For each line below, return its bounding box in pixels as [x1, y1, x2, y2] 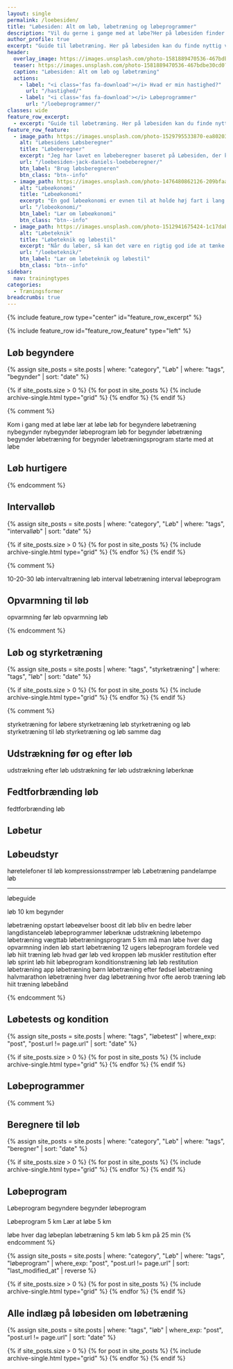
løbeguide [7, 894, 36, 902]
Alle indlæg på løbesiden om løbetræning [7, 1307, 189, 1319]
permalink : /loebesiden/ [7, 17, 79, 24]
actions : [13, 74, 39, 82]
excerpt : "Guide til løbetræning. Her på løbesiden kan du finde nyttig [7, 42, 222, 49]
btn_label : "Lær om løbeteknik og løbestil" [19, 255, 150, 262]
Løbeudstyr [7, 848, 59, 860]
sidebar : [7, 268, 33, 275]
